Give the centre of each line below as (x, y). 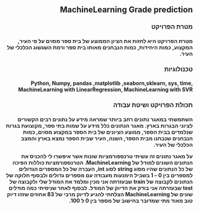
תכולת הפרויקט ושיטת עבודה (153, 105)
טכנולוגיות (178, 69)
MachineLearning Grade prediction (126, 10)
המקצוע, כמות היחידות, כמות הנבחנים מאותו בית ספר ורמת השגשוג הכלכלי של (100, 47)
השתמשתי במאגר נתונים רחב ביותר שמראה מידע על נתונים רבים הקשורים (105, 119)
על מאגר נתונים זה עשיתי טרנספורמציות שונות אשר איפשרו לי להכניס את (107, 156)
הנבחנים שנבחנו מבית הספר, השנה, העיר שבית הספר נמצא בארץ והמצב (107, 138)
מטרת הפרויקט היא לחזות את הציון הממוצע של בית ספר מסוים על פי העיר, (105, 41)
